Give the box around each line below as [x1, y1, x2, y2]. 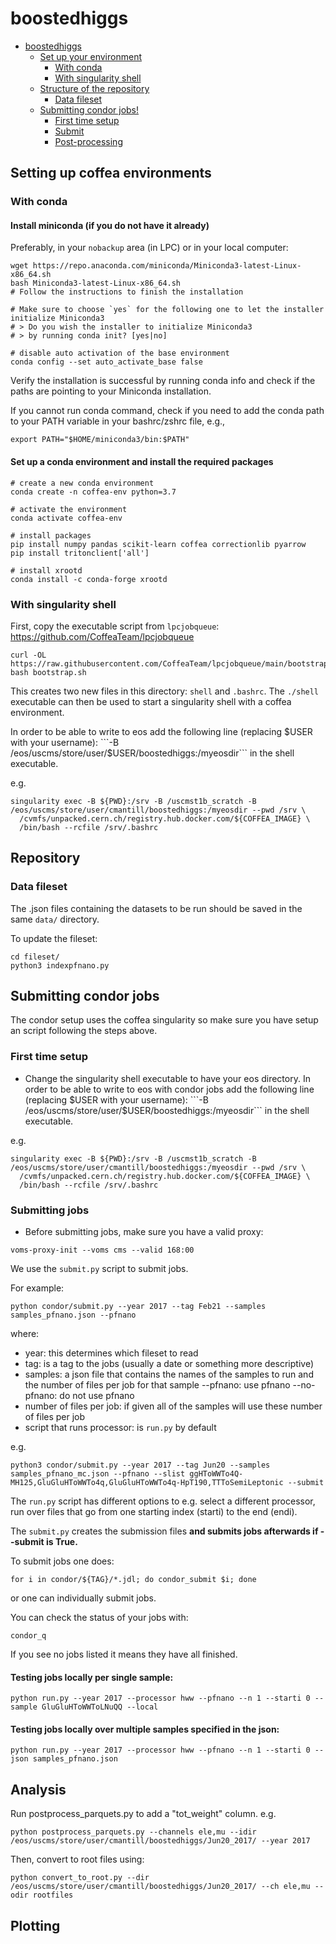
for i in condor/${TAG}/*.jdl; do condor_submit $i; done [10, 1575, 257, 1585]
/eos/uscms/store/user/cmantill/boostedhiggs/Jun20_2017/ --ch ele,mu [10, 1882, 311, 1892]
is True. [45, 1536, 78, 1548]
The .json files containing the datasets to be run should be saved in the [10, 902, 303, 914]
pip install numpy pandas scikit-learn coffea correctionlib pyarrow [10, 539, 307, 549]
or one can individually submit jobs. [10, 1592, 157, 1604]
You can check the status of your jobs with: [10, 1612, 189, 1624]
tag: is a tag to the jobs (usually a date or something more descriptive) [24, 1358, 314, 1370]
